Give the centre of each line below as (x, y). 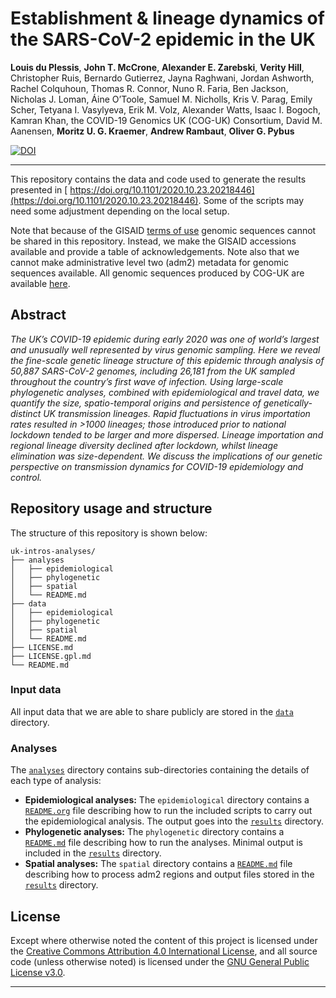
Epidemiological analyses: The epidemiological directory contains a (167, 800)
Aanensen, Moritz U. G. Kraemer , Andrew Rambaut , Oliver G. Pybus (152, 131)
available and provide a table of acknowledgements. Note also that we (155, 251)
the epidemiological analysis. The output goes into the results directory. (174, 821)
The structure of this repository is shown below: (109, 533)
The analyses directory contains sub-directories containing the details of (160, 770)
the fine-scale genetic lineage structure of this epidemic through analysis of (167, 360)
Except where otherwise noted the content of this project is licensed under (164, 940)
